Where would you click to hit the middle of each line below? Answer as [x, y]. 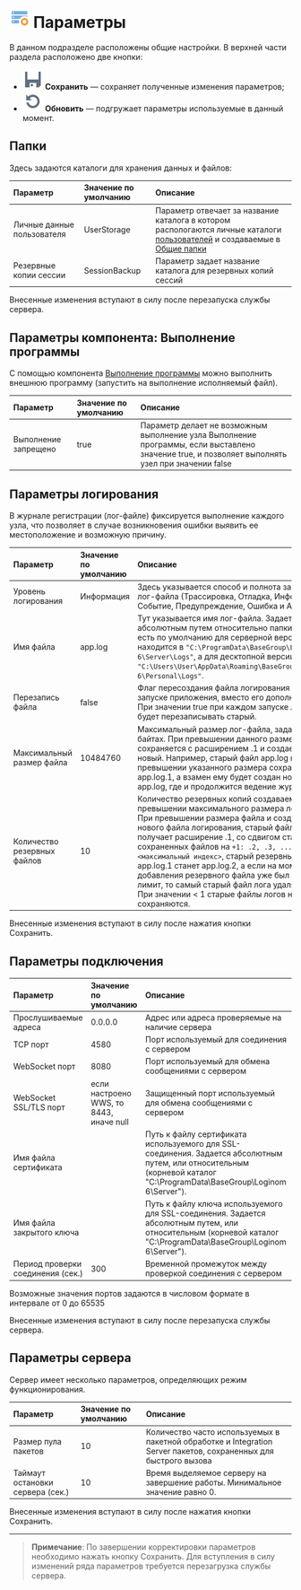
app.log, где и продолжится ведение [207, 786]
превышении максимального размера [211, 808]
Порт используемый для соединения [216, 1040]
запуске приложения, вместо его [201, 697]
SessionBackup [112, 270]
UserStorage [107, 229]
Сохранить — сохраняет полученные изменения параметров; [164, 86]
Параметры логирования [84, 494]
